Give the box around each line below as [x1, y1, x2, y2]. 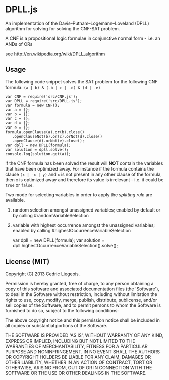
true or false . [5, 182, 34, 188]
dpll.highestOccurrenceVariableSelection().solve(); [12, 242, 118, 248]
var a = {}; [5, 107, 30, 112]
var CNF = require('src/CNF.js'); [5, 94, 78, 99]
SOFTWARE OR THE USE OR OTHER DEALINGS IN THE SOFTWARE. [5, 370, 147, 376]
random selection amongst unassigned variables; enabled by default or [12, 206, 161, 213]
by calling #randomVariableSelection [12, 212, 89, 218]
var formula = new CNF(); [5, 103, 60, 108]
